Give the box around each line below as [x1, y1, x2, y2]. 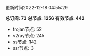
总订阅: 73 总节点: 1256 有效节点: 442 [5, 15, 85, 21]
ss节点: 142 [12, 39, 37, 45]
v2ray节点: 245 [12, 33, 45, 38]
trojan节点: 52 [12, 26, 42, 32]
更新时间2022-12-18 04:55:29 [5, 5, 68, 10]
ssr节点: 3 [12, 45, 34, 51]
